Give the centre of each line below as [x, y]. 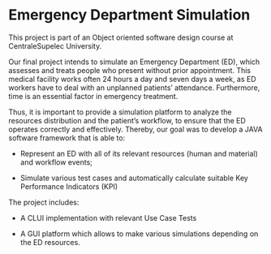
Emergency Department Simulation [129, 15]
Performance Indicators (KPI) [69, 186]
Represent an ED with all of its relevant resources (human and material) [139, 153]
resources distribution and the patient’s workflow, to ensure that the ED [127, 120]
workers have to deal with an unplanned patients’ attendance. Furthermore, [134, 88]
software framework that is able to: [67, 138]
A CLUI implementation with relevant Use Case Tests [108, 217]
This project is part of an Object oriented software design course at [121, 37]
